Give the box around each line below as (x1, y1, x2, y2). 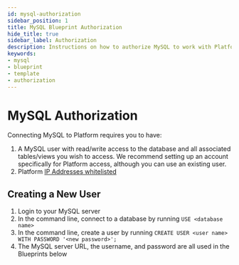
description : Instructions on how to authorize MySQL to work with (7, 43, 212, 51)
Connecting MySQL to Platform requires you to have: (7, 131, 162, 140)
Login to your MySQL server (17, 207, 101, 216)
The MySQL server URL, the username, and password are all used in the (17, 242, 230, 251)
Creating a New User (7, 188, 101, 200)
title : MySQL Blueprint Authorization (7, 24, 122, 31)
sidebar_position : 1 (7, 17, 69, 24)
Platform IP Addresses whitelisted (17, 167, 117, 176)
